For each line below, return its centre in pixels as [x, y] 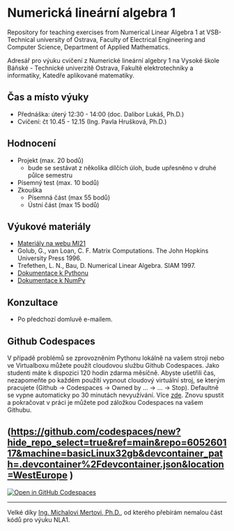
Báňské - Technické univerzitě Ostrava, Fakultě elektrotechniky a [100, 68]
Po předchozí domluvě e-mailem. [65, 320]
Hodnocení [32, 143]
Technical [21, 39]
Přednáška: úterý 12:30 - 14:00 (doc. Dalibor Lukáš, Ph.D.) [101, 114]
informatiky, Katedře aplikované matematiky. [71, 75]
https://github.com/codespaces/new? [96, 432]
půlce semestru [50, 175]
